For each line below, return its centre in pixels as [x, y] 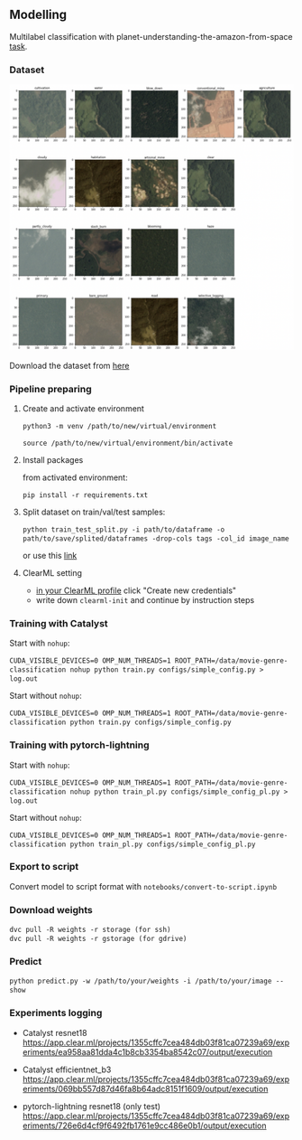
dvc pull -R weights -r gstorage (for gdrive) [98, 939]
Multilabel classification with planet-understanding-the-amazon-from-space [151, 36]
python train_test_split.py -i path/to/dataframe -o [124, 529]
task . [18, 46]
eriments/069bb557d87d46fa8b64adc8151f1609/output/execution [145, 1088]
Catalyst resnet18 [55, 1032]
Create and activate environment [83, 408]
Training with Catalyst [59, 623]
